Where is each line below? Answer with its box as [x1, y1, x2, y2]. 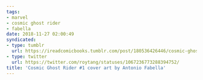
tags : [6, 8, 20, 15]
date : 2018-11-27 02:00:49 [6, 31, 74, 37]
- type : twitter [6, 54, 47, 60]
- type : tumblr [6, 43, 45, 49]
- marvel [6, 14, 28, 20]
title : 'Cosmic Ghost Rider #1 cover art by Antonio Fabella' [6, 64, 166, 71]
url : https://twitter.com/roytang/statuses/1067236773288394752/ [11, 59, 180, 65]
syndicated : [6, 37, 36, 43]
